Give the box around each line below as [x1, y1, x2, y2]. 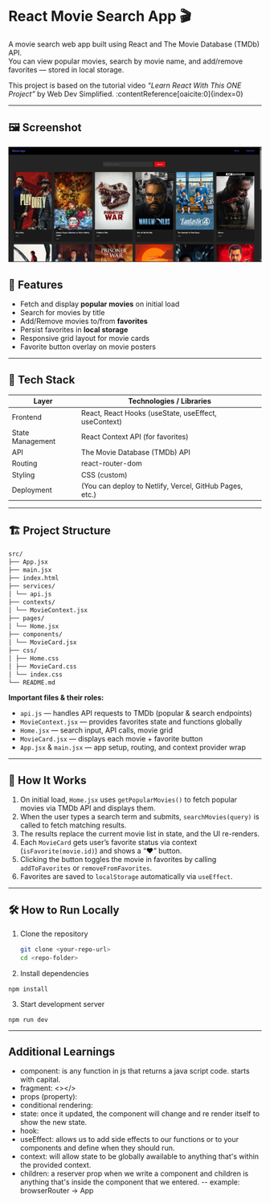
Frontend [11, 413, 43, 422]
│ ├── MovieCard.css [8, 663, 78, 671]
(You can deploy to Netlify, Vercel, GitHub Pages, [81, 481, 243, 491]
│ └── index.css [8, 671, 63, 679]
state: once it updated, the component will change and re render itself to [19, 1109, 260, 1119]
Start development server [19, 999, 105, 1008]
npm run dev [8, 1016, 48, 1024]
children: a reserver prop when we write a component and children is [19, 1168, 249, 1179]
